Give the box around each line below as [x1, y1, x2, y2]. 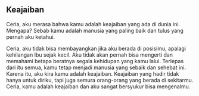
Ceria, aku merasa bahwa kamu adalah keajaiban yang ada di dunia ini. [6, 20, 181, 27]
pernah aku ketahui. [6, 33, 55, 41]
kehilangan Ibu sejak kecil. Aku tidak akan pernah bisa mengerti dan [6, 51, 173, 58]
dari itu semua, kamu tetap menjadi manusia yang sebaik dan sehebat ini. [6, 64, 186, 71]
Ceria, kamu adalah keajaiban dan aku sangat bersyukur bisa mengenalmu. [6, 83, 191, 90]
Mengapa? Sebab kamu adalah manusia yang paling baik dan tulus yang [6, 27, 184, 34]
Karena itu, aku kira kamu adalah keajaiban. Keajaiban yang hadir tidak [6, 70, 179, 77]
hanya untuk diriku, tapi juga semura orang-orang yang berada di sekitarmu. [6, 76, 194, 83]
